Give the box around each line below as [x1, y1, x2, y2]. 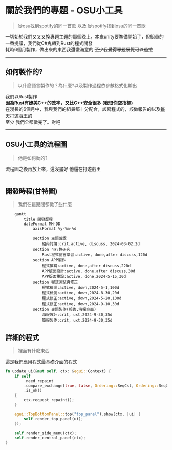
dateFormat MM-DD [24, 221, 60, 227]
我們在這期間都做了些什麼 [17, 201, 72, 208]
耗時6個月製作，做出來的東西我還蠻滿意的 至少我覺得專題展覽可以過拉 [5, 46, 153, 52]
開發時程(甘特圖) [5, 186, 58, 195]
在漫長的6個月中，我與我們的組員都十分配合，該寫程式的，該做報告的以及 [5, 106, 161, 112]
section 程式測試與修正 [32, 279, 78, 285]
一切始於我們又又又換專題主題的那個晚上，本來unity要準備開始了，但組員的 [5, 33, 164, 40]
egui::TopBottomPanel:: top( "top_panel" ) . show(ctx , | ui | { [14, 411, 141, 417]
